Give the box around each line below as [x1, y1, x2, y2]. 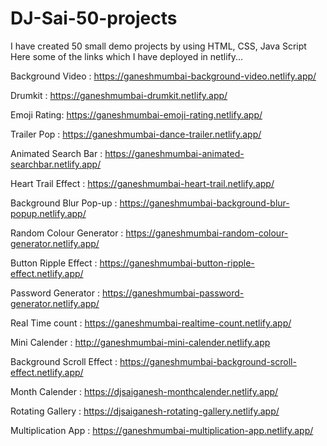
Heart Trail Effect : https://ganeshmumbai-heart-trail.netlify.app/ [10, 177, 275, 189]
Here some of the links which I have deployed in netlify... [10, 50, 244, 62]
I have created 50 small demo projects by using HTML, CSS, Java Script [10, 40, 307, 52]
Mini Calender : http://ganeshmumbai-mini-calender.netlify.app [10, 336, 271, 348]
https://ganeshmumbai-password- [101, 287, 245, 299]
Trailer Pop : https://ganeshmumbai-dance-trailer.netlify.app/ [10, 128, 262, 140]
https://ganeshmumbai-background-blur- [119, 197, 290, 209]
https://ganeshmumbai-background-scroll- [119, 355, 297, 367]
